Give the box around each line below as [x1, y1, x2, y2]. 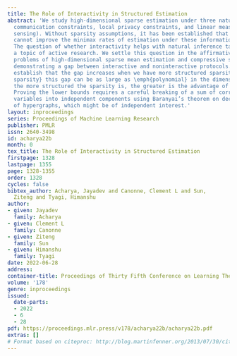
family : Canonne [13, 226, 61, 233]
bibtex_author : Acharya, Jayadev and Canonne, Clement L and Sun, [7, 188, 207, 195]
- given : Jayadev [7, 207, 59, 214]
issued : [7, 292, 30, 300]
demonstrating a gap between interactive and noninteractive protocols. [13, 63, 232, 70]
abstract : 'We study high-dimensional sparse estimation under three [7, 17, 217, 24]
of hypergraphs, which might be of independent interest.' [13, 102, 191, 109]
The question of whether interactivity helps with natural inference [13, 43, 222, 50]
